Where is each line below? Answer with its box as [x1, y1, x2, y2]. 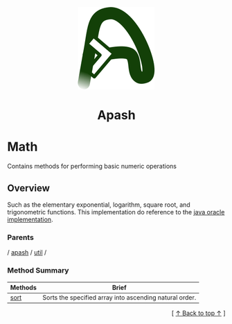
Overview [7, 182, 51, 194]
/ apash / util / [7, 248, 47, 257]
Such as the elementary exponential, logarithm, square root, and [7, 201, 190, 209]
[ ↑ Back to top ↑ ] [171, 309, 226, 317]
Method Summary [7, 266, 69, 275]
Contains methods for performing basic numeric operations [7, 162, 177, 171]
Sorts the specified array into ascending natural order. [42, 293, 197, 302]
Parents [7, 232, 35, 242]
